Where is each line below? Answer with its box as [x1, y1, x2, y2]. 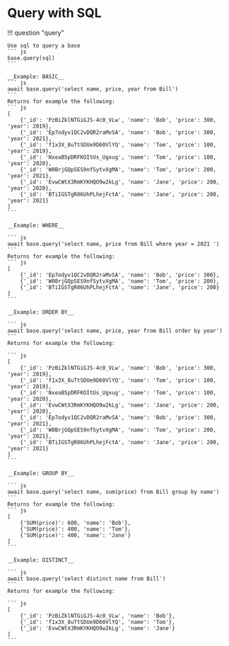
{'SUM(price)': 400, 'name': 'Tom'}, [20, 526, 131, 533]
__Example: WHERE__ [7, 222, 65, 229]
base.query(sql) [7, 55, 55, 62]
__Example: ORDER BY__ [7, 308, 74, 316]
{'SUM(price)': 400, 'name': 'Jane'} [20, 531, 131, 539]
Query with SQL [7, 5, 102, 21]
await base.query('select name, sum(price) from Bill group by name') [7, 488, 220, 495]
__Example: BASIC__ [7, 73, 65, 80]
